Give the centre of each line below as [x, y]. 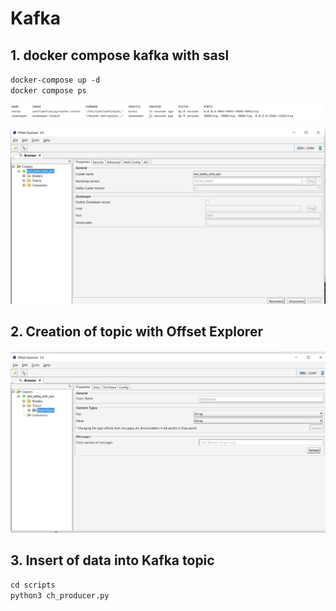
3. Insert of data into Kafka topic [112, 560]
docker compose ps [48, 91]
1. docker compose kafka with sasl [120, 55]
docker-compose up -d [55, 80]
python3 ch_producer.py [60, 596]
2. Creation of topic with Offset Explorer [136, 332]
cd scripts [33, 585]
